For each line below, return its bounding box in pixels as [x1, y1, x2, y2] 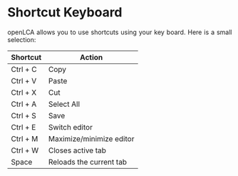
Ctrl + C [11, 64, 37, 74]
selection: [7, 35, 36, 43]
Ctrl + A [11, 99, 37, 109]
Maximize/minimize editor [48, 133, 135, 143]
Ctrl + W [11, 145, 39, 155]
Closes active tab [48, 145, 107, 155]
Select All [48, 99, 81, 109]
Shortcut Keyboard [7, 4, 123, 21]
